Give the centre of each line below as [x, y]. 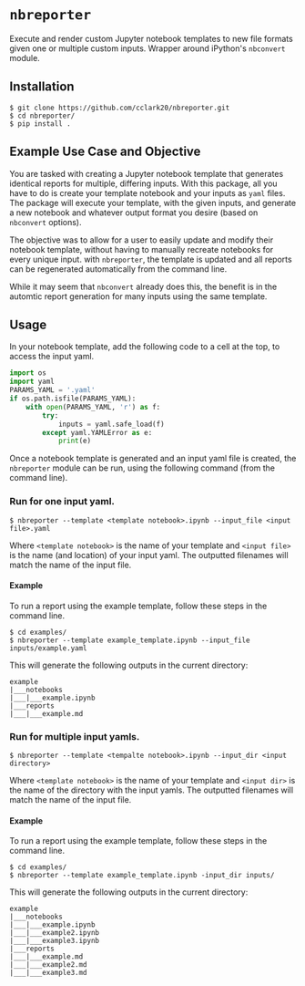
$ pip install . [40, 124]
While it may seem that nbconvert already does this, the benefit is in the [143, 286]
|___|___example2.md [49, 965]
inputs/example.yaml [49, 648]
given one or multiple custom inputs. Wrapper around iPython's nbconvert [147, 48]
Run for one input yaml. [62, 502]
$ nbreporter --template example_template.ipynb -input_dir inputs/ [142, 876]
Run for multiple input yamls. [75, 736]
